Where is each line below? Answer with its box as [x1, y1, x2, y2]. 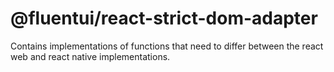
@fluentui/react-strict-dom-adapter [10, 7, 318, 30]
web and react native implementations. [10, 50, 171, 62]
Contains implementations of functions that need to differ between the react [10, 40, 324, 52]
